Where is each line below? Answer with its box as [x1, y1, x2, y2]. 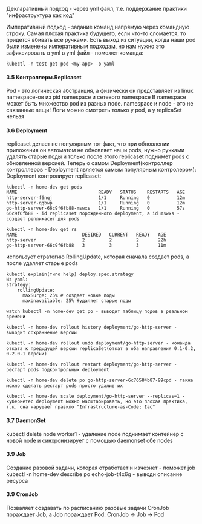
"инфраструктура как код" [6, 12, 75, 19]
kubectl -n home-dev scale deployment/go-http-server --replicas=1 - [6, 394, 186, 400]
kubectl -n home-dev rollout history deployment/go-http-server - [6, 324, 177, 331]
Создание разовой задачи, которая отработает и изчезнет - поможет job [6, 464, 195, 471]
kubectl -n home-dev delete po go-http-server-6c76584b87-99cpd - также [6, 377, 194, 384]
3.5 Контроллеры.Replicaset [6, 73, 82, 81]
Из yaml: [6, 277, 28, 283]
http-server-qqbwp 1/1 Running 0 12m [6, 200, 186, 206]
